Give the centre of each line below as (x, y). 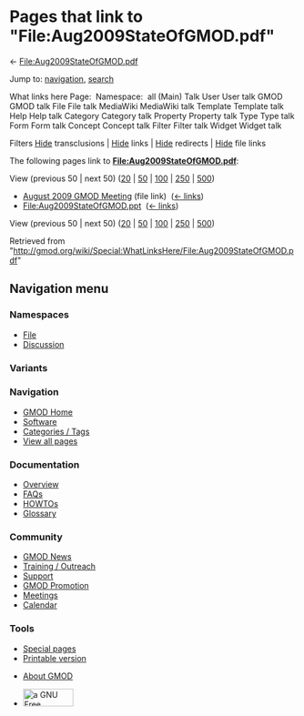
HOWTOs (41, 504)
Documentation (45, 464)
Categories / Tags (56, 431)
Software (40, 421)
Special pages (49, 649)
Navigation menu (59, 289)
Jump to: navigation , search (61, 78)
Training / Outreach (59, 567)
